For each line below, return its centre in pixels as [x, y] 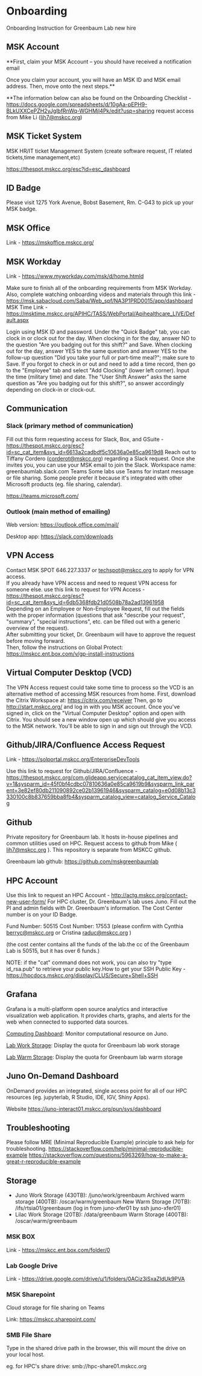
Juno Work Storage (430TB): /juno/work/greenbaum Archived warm [100, 1195]
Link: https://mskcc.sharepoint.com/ [51, 1319]
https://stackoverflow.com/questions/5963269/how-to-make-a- [108, 1155]
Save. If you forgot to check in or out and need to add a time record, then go [101, 364]
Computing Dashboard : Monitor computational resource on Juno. [87, 1033]
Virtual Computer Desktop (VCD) [69, 673]
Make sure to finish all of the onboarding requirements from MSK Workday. [99, 288]
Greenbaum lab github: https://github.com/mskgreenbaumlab [82, 861]
